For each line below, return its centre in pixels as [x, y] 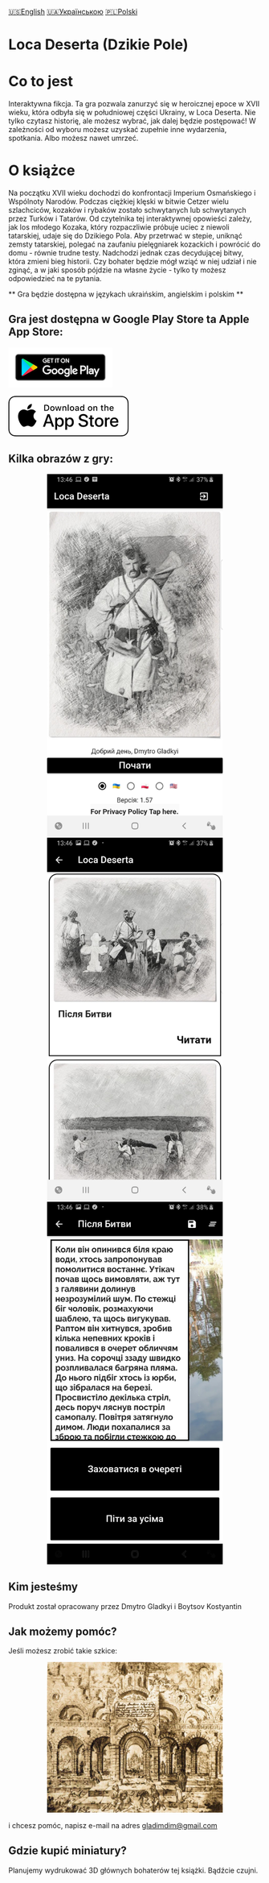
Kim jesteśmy [43, 1587]
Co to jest [41, 82]
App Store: [36, 332]
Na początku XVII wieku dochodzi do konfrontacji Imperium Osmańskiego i [132, 193]
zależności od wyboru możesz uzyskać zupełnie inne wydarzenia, [118, 130]
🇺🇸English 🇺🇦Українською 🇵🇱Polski [73, 12]
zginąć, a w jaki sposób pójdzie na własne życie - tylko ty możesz [117, 270]
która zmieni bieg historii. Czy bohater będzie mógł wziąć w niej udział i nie [132, 262]
